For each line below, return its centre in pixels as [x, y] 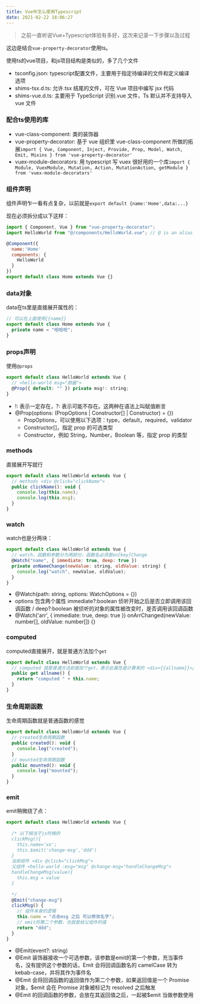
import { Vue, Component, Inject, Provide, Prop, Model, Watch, [101, 149]
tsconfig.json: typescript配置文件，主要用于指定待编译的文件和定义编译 [102, 73]
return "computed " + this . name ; [58, 679]
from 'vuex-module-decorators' [54, 173]
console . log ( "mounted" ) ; [48, 771]
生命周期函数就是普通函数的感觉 [45, 721]
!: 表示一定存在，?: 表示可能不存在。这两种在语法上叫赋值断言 [90, 406]
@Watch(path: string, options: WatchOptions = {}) [76, 594]
